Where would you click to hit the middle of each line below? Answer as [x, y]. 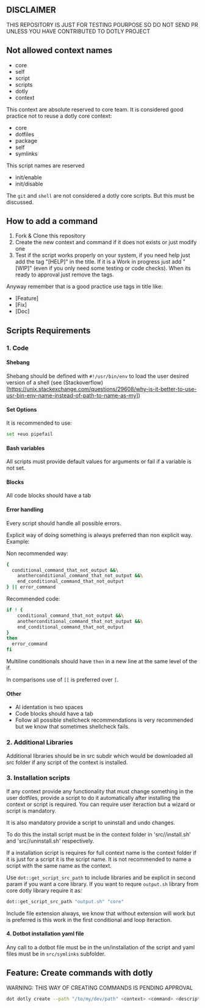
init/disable [29, 184]
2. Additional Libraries [40, 743]
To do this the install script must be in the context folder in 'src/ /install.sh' [99, 834]
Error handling [25, 509]
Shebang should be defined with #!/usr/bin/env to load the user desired [98, 376]
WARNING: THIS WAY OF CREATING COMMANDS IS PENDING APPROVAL [100, 987]
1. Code [18, 348]
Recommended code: [33, 599]
